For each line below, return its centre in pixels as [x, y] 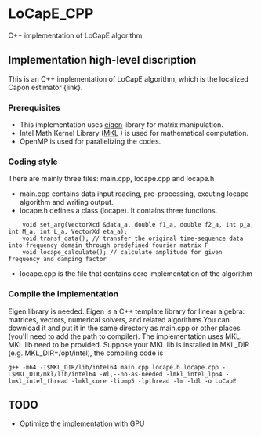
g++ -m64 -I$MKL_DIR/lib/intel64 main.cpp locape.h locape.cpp [114, 367]
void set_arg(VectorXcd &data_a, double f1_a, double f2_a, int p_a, [138, 225]
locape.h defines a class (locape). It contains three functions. [118, 211]
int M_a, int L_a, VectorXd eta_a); [68, 232]
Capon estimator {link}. [45, 87]
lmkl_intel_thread [38, 381]
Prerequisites [34, 107]
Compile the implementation [63, 294]
